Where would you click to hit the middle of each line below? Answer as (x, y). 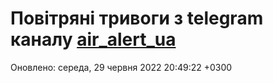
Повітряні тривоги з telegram (137, 18)
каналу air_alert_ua (93, 39)
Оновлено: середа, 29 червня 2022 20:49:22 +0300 (121, 67)
